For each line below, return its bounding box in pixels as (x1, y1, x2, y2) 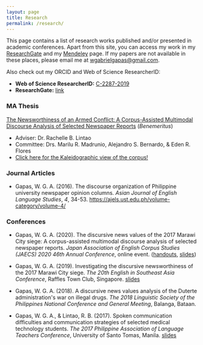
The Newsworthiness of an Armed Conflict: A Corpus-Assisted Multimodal (6, 115, 193, 123)
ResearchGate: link (15, 87, 65, 94)
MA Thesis (6, 102, 39, 111)
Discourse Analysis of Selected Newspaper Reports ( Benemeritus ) (6, 122, 174, 129)
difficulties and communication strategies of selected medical (15, 319, 171, 326)
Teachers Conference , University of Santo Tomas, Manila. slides (15, 332, 177, 339)
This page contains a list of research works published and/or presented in (6, 37, 192, 45)
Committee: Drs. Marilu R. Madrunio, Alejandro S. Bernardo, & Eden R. (15, 140, 191, 148)
